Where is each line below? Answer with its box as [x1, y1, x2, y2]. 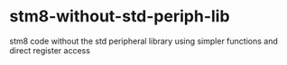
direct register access [9, 45, 90, 55]
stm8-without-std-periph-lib [9, 6, 230, 27]
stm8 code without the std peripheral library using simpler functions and [9, 36, 278, 46]
